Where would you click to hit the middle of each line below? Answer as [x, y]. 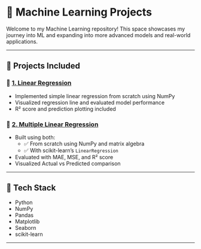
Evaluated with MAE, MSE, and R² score [64, 157]
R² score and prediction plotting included [66, 109]
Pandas [24, 215]
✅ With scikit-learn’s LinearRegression [71, 150]
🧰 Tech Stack [31, 188]
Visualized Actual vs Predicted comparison [68, 163]
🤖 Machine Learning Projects [79, 12]
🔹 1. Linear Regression [39, 83]
